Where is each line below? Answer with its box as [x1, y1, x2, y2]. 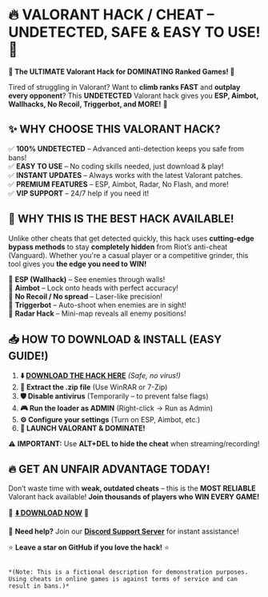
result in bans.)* [8, 583, 70, 591]
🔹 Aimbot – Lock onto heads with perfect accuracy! [8, 283, 178, 292]
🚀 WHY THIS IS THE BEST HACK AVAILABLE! [8, 212, 234, 226]
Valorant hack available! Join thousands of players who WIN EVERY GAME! [8, 492, 260, 502]
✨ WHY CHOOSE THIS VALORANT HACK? [8, 123, 221, 136]
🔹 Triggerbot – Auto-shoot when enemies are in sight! [8, 300, 186, 309]
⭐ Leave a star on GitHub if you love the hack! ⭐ [8, 543, 170, 552]
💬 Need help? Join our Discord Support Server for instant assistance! [8, 526, 240, 536]
